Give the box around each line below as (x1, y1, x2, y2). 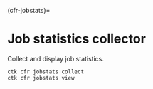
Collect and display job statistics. (7, 54, 105, 63)
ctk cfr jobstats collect (7, 68, 84, 75)
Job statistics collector (7, 31, 146, 47)
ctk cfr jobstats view (7, 74, 75, 81)
